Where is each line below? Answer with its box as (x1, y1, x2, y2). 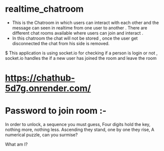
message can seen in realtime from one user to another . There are (12, 25, 148, 30)
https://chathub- (5, 73, 75, 84)
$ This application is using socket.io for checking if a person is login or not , (5, 50, 158, 56)
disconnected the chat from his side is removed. (12, 40, 110, 46)
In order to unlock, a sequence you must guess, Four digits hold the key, (5, 122, 151, 127)
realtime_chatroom (5, 3, 84, 15)
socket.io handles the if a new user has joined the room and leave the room (5, 55, 157, 61)
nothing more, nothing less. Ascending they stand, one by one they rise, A (5, 126, 155, 133)
